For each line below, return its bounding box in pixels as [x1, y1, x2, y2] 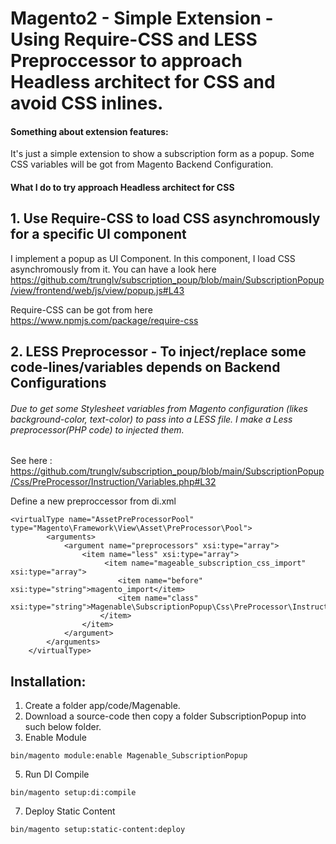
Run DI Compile [24, 768, 90, 781]
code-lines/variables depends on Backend [10, 359, 281, 376]
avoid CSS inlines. [10, 92, 164, 115]
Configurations [10, 375, 107, 392]
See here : [10, 455, 53, 467]
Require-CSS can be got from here [10, 303, 153, 316]
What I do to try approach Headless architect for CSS [10, 181, 235, 193]
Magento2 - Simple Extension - [10, 7, 274, 30]
